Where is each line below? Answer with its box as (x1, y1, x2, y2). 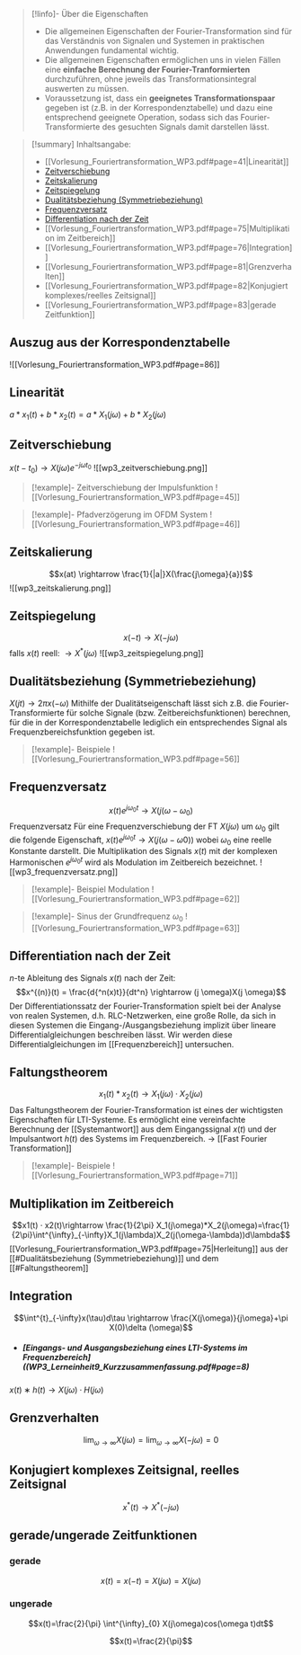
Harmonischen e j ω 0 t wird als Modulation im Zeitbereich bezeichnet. (9, 855, 259, 868)
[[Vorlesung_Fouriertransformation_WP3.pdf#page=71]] (31, 1170, 238, 1181)
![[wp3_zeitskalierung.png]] (9, 583, 111, 593)
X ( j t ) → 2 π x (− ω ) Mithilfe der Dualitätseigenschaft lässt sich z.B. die (9, 698, 258, 708)
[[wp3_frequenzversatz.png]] (9, 866, 119, 876)
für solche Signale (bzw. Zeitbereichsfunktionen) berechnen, (66, 707, 291, 718)
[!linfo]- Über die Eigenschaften (31, 9, 148, 19)
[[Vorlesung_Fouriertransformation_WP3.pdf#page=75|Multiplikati (44, 223, 290, 234)
